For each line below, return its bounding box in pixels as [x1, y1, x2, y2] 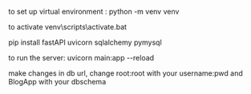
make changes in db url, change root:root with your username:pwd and [8, 69, 243, 78]
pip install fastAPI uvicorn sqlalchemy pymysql [8, 37, 162, 47]
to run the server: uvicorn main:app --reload [8, 53, 155, 62]
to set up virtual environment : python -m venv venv [8, 7, 180, 16]
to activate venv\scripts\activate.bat [8, 22, 127, 31]
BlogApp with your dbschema [8, 77, 107, 86]
